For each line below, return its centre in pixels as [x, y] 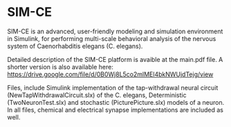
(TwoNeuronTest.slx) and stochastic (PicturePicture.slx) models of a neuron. [116, 102]
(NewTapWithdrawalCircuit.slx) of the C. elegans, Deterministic [97, 95]
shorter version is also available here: [61, 67]
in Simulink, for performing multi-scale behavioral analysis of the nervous [112, 38]
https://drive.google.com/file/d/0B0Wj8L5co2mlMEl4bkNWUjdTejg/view [110, 74]
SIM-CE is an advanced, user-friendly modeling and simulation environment [115, 31]
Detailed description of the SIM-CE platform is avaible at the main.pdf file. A [115, 59]
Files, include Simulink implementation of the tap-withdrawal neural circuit [113, 87]
